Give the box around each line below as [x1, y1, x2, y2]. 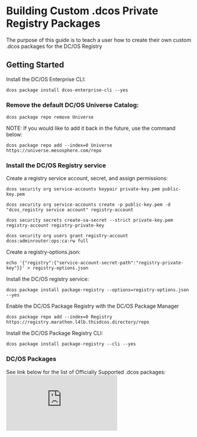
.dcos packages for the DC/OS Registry [6, 43, 102, 50]
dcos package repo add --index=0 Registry [6, 314, 112, 320]
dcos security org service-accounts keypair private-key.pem [6, 186, 160, 192]
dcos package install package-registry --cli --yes [6, 341, 136, 347]
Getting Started [6, 60, 64, 70]
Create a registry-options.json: [6, 248, 81, 256]
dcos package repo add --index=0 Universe [6, 142, 112, 149]
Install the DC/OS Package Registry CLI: [6, 330, 104, 337]
